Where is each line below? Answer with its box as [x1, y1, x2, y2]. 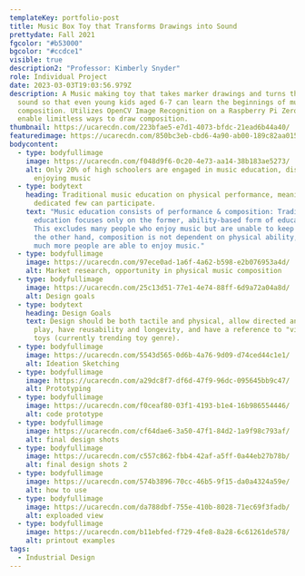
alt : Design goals [25, 291, 95, 300]
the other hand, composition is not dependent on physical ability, [33, 232, 299, 241]
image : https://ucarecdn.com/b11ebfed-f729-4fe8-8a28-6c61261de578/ [25, 528, 290, 537]
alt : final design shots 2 [25, 460, 128, 470]
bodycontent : [9, 140, 59, 149]
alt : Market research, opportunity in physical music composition [25, 267, 282, 276]
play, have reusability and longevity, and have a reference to [33, 326, 282, 335]
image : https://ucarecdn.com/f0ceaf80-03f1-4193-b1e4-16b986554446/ [25, 401, 290, 411]
